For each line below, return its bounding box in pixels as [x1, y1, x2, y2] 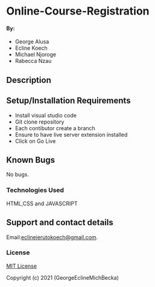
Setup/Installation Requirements [6, 96, 131, 106]
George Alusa [14, 38, 49, 45]
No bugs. [6, 171, 29, 178]
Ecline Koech [14, 44, 48, 52]
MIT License [6, 262, 37, 269]
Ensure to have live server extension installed [14, 131, 128, 138]
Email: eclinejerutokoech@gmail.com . [6, 233, 98, 240]
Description [6, 74, 51, 85]
